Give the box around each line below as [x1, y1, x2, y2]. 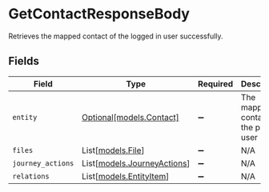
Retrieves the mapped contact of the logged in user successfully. [8, 31, 223, 41]
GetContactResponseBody [8, 5, 191, 23]
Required [197, 78, 234, 89]
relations [12, 171, 50, 181]
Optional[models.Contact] [81, 111, 180, 122]
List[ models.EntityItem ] [81, 170, 170, 182]
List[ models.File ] [81, 145, 145, 156]
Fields [8, 54, 40, 68]
